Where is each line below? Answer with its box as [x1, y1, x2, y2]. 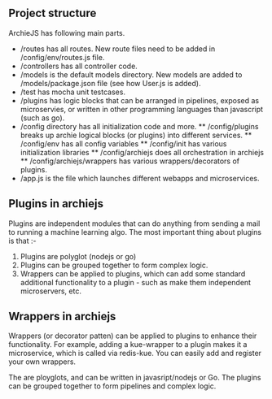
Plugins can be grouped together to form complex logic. [20, 260, 208, 270]
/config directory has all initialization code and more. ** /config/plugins [20, 121, 259, 131]
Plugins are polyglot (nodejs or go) [20, 251, 137, 261]
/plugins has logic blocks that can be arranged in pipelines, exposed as [20, 95, 259, 105]
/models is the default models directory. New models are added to [20, 69, 243, 80]
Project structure [8, 7, 97, 20]
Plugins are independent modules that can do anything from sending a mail [8, 219, 261, 228]
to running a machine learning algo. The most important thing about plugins [8, 227, 262, 236]
